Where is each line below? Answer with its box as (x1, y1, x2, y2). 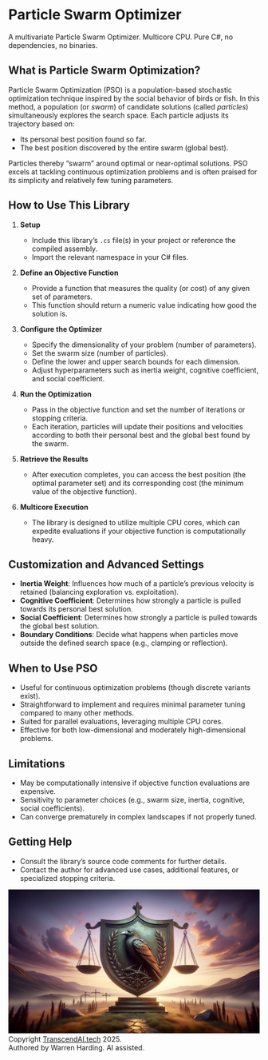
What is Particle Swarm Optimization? (8, 64, 201, 78)
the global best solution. (19, 621, 100, 631)
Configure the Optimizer (19, 324, 102, 333)
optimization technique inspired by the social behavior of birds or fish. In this (8, 94, 260, 103)
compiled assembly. (31, 244, 98, 253)
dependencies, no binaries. (8, 40, 98, 50)
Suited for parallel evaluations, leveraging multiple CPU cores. (19, 717, 223, 727)
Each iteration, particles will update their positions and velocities (31, 421, 243, 431)
